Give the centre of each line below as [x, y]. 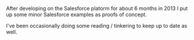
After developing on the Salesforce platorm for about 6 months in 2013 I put [97, 8]
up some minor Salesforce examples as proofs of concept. [77, 14]
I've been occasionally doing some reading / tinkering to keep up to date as [97, 26]
